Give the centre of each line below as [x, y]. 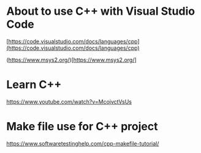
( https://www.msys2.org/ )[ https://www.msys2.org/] [71, 60]
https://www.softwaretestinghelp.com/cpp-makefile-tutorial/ [83, 143]
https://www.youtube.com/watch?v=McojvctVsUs [69, 101]
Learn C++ [34, 85]
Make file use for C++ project [82, 127]
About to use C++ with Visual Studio [100, 11]
